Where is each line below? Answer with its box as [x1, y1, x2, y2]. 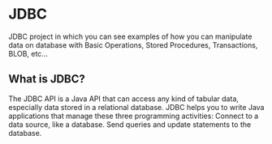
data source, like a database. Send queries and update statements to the [8, 119, 252, 129]
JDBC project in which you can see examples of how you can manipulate [8, 32, 253, 41]
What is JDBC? [8, 72, 85, 86]
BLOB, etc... [8, 49, 49, 58]
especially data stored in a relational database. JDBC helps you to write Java [8, 102, 265, 112]
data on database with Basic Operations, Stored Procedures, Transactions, [8, 40, 258, 49]
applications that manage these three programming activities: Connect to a [8, 111, 259, 121]
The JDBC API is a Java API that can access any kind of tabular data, [8, 94, 240, 104]
